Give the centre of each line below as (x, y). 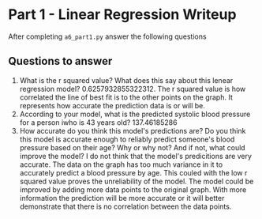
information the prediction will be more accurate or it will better (122, 198)
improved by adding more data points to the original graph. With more (133, 189)
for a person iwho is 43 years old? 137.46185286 (98, 122)
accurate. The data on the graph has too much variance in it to (121, 164)
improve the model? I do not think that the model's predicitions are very (136, 156)
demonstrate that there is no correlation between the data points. (125, 206)
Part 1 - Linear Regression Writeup (122, 15)
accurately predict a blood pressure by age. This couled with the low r (133, 172)
